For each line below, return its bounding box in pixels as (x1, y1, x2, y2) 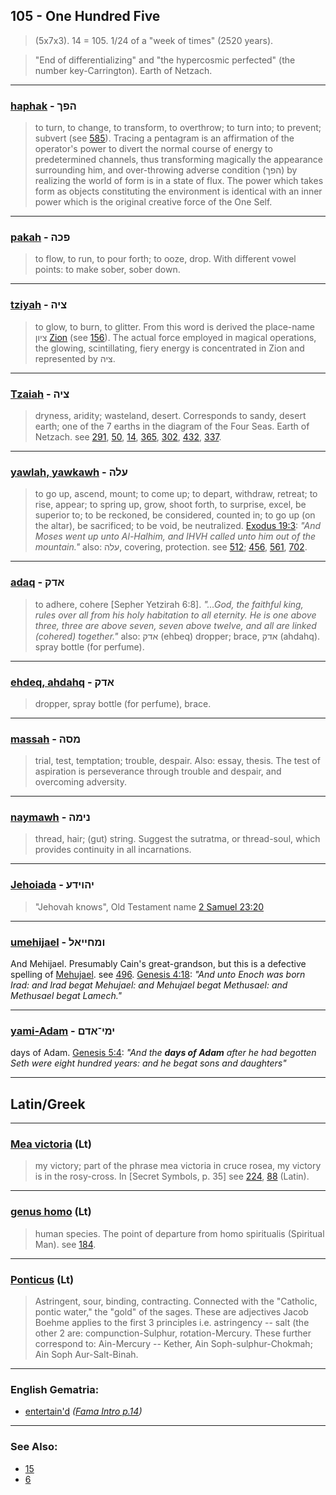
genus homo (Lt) (10, 1205, 92, 1219)
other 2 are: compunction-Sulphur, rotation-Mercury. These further (34, 1327, 312, 1339)
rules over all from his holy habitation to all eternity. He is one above (34, 609, 317, 621)
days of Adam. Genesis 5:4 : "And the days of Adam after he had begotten (10, 1047, 317, 1059)
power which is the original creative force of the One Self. (34, 196, 273, 208)
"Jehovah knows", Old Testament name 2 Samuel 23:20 (34, 900, 265, 913)
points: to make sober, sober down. (34, 264, 181, 276)
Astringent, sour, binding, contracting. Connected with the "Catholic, (34, 1295, 318, 1308)
